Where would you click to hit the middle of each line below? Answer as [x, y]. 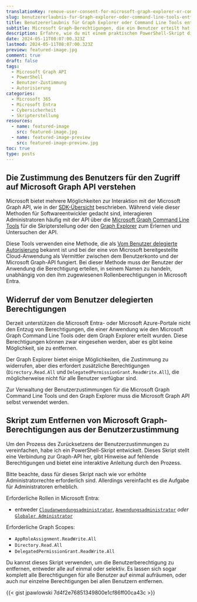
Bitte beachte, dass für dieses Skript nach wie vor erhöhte [76, 474]
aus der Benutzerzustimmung [124, 430]
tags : [13, 66]
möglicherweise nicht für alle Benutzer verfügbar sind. [72, 378]
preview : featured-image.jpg [42, 50]
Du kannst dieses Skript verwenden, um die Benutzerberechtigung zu [90, 562]
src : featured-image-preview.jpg [57, 143]
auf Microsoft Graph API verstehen [71, 187]
